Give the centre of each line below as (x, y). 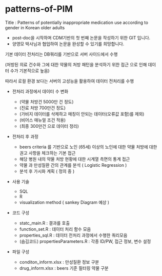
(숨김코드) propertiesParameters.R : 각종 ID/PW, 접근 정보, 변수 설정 (85, 241)
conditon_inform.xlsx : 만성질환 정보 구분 (59, 262)
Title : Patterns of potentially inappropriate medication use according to (77, 22)
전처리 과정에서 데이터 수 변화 (40, 91)
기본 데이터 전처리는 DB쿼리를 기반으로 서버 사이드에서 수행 (61, 54)
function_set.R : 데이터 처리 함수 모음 (55, 229)
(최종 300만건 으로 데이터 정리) (49, 126)
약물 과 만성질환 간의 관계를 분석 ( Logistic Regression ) (73, 165)
